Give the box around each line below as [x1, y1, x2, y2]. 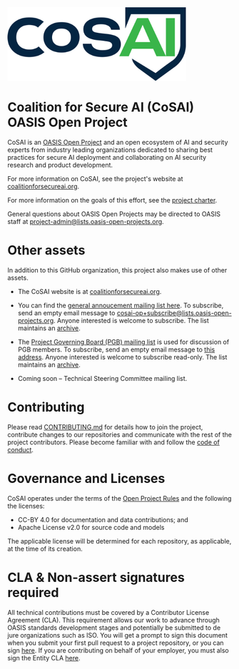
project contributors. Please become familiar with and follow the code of [7, 438, 220, 446]
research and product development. [7, 160, 113, 169]
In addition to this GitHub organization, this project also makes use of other [7, 265, 228, 274]
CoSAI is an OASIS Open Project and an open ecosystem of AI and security [7, 138, 228, 146]
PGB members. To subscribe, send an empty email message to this [17, 345, 215, 354]
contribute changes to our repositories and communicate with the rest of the [7, 430, 232, 439]
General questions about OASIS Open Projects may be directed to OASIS [7, 210, 221, 218]
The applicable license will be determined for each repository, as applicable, [7, 536, 232, 545]
